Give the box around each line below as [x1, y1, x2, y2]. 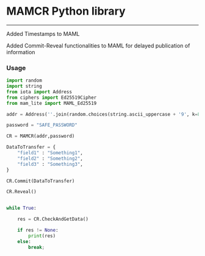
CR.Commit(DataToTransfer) [6, 178, 75, 184]
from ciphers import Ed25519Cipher [6, 94, 97, 101]
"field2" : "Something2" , [17, 155, 84, 162]
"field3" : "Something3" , [17, 161, 84, 167]
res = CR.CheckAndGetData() [17, 216, 88, 222]
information [6, 48, 35, 55]
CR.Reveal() [6, 189, 37, 195]
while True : [6, 205, 37, 212]
